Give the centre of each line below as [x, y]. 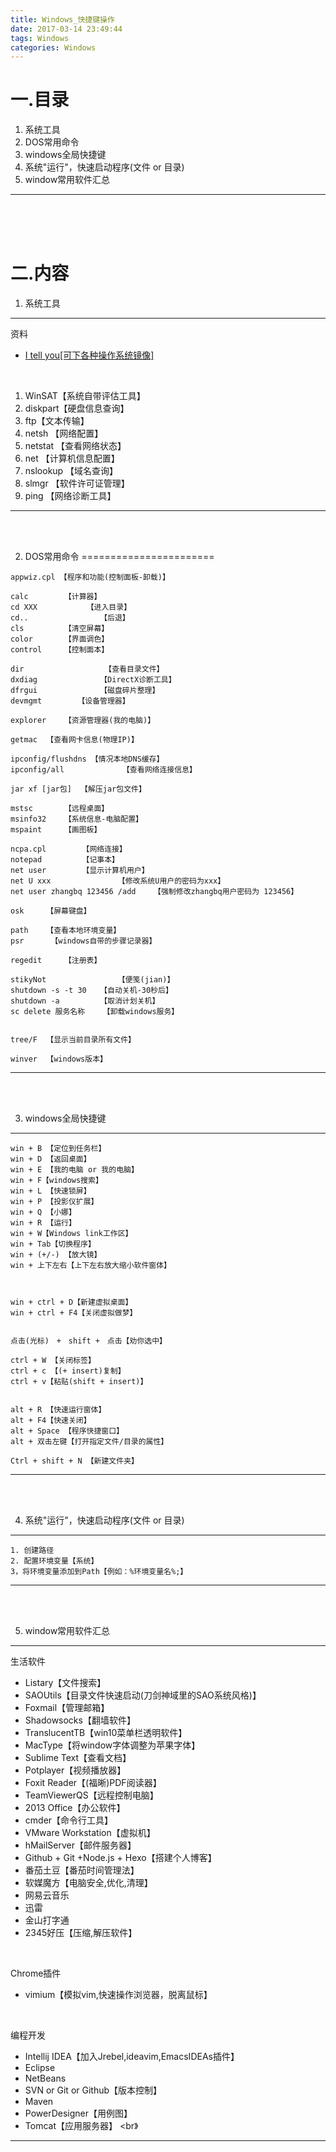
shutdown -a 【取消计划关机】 [85, 1001]
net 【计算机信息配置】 [72, 458]
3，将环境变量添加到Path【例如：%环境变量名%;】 [99, 1572]
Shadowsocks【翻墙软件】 [80, 1720]
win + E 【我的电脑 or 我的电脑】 [74, 1170]
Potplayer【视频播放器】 [75, 1770]
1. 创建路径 [32, 1551]
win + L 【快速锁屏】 [51, 1191]
